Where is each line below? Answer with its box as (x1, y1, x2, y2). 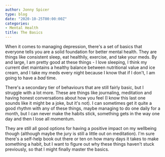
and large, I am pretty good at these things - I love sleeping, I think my (5, 60, 147, 65)
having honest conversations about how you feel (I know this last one (5, 95, 146, 101)
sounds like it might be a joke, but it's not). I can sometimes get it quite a (5, 100, 152, 106)
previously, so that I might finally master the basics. (5, 146, 109, 152)
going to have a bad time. (5, 75, 57, 81)
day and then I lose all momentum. (5, 116, 75, 122)
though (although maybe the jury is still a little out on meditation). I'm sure (5, 131, 155, 136)
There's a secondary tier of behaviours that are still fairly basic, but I (5, 85, 144, 90)
